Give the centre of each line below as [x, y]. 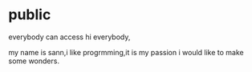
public [30, 15]
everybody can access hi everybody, [69, 37]
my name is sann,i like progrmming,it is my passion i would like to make [126, 52]
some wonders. [34, 61]
